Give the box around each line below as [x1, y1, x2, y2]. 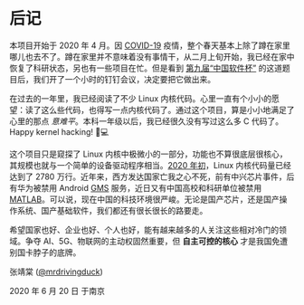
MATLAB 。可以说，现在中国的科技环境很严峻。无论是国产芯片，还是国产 [9, 194, 280, 205]
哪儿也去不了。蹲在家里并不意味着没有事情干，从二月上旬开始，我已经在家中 [9, 51, 295, 62]
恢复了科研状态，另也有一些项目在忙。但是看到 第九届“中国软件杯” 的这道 [9, 62, 283, 73]
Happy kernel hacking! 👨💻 [9, 126, 109, 137]
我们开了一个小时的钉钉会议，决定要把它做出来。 [33, 73, 215, 84]
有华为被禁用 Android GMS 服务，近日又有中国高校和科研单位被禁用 [9, 182, 262, 193]
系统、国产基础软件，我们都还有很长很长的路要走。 [16, 205, 208, 215]
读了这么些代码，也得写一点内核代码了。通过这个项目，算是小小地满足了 [24, 104, 295, 115]
